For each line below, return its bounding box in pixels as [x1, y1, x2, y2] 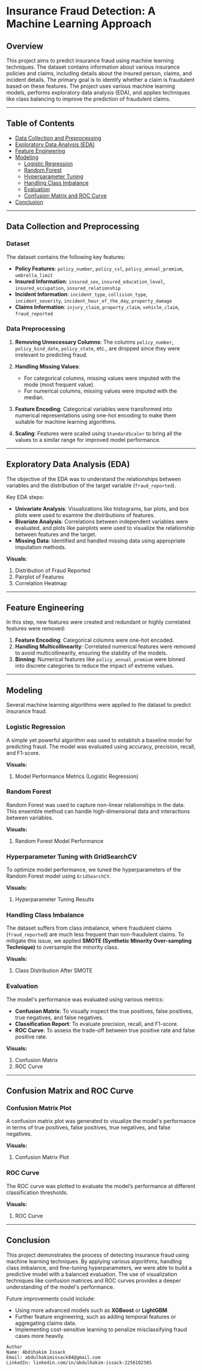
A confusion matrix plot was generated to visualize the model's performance [6, 1118, 196, 1125]
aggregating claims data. [14, 1319, 77, 1326]
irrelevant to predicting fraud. [14, 351, 88, 358]
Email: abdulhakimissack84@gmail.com [6, 1354, 101, 1360]
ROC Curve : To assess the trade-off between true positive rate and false [14, 1027, 195, 1034]
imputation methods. [14, 543, 67, 550]
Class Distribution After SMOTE [14, 967, 93, 974]
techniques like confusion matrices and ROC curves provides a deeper [6, 1276, 182, 1284]
